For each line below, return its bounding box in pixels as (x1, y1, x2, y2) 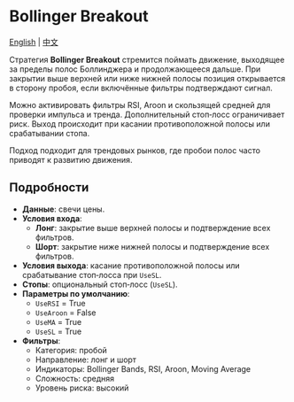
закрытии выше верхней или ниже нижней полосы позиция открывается (9, 73, 286, 83)
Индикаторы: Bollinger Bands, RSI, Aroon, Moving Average (35, 363, 251, 374)
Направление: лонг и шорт (35, 354, 137, 365)
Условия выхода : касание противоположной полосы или (21, 259, 241, 271)
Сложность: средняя (35, 373, 115, 383)
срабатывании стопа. (9, 128, 90, 138)
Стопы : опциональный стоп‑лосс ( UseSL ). (21, 279, 179, 290)
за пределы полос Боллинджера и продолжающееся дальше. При (9, 64, 261, 74)
